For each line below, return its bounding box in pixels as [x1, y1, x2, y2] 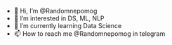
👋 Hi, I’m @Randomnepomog [13, 7, 98, 15]
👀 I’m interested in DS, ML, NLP [13, 14, 105, 22]
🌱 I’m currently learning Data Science [13, 22, 122, 30]
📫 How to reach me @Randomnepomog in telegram [13, 30, 166, 38]
